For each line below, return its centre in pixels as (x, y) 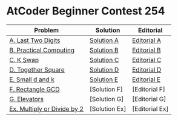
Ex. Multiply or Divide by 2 (46, 108)
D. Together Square (37, 69)
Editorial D (147, 69)
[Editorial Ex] (150, 108)
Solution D (104, 69)
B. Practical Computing (42, 50)
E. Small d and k (32, 79)
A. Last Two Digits (35, 40)
